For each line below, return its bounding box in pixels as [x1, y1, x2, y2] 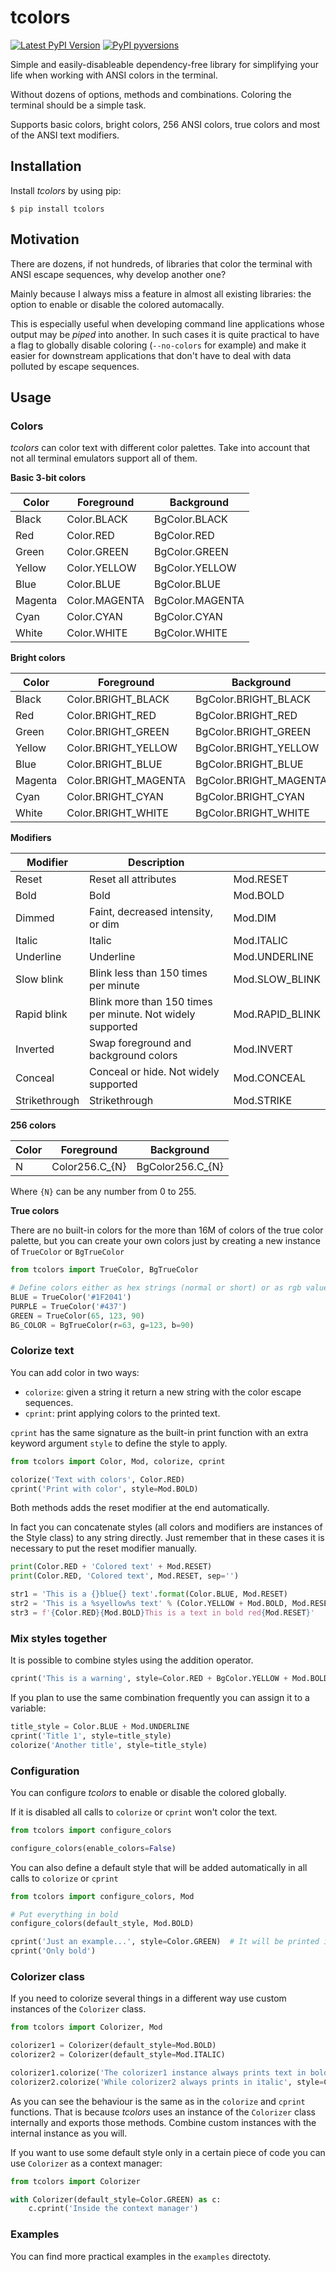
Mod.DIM [233, 911, 277, 925]
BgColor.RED [153, 529, 215, 543]
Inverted [15, 1042, 55, 1056]
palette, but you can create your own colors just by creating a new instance [10, 1235, 321, 1247]
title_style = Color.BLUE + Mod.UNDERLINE [10, 1721, 190, 1731]
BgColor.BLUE [153, 577, 222, 591]
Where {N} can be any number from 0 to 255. [10, 1186, 197, 1198]
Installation [10, 158, 82, 175]
